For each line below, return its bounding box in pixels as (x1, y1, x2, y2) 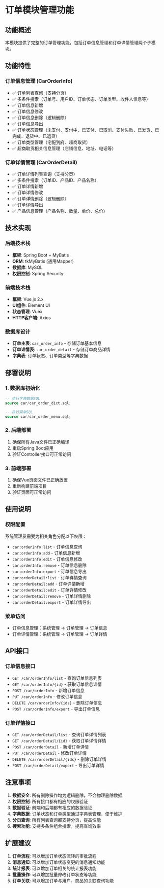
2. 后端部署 (5, 427, 31, 434)
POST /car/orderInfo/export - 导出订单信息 (12, 706, 100, 712)
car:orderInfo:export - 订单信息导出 (12, 568, 87, 574)
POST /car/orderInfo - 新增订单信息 (12, 687, 85, 693)
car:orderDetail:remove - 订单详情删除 (12, 593, 91, 599)
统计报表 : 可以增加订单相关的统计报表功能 (12, 865, 97, 871)
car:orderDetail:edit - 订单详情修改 (12, 587, 87, 592)
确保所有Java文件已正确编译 (12, 439, 70, 444)
